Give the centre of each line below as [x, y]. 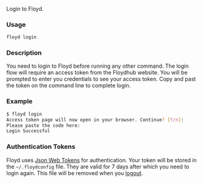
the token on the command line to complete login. [69, 85]
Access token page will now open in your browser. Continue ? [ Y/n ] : [95, 120]
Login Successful [28, 131]
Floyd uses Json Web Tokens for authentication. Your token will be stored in [101, 160]
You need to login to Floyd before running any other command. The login [98, 66]
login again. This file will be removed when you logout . [75, 173]
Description [24, 53]
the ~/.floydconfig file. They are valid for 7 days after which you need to [98, 167]
